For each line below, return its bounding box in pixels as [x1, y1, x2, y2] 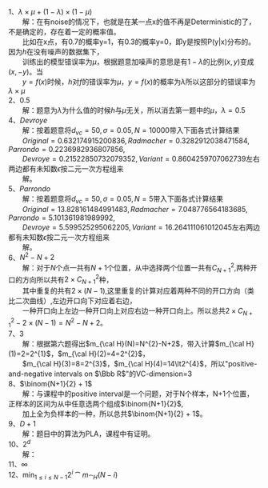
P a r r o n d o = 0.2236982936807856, [8, 144, 126, 154]
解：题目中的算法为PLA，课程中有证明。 [22, 429, 155, 438]
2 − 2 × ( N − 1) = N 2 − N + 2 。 [10, 316, 108, 327]
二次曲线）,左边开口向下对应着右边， [14, 296, 138, 306]
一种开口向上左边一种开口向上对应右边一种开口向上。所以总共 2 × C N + [22, 306, 254, 318]
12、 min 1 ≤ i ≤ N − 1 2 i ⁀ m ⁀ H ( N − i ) [8, 469, 118, 482]
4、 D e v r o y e [8, 115, 48, 125]
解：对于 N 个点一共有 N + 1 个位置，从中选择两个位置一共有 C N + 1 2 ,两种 [22, 262, 250, 274]
